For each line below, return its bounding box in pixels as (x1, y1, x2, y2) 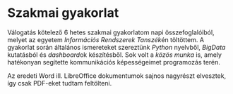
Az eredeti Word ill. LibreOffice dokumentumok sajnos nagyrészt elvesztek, (7, 72, 227, 80)
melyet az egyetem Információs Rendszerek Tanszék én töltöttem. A (7, 35, 205, 43)
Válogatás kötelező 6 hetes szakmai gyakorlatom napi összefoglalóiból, (7, 28, 215, 36)
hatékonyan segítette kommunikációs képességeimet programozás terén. (7, 58, 221, 66)
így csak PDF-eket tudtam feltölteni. (7, 79, 112, 87)
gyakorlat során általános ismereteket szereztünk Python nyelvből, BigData (7, 43, 226, 51)
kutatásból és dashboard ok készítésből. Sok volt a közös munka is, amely (7, 51, 222, 59)
